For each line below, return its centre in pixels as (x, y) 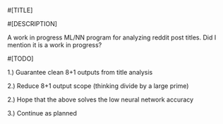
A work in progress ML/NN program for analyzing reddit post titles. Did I (112, 37)
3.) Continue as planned (42, 113)
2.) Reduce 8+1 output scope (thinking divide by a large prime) (98, 86)
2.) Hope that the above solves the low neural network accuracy (101, 99)
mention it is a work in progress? (55, 45)
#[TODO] (20, 58)
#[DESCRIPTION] (32, 24)
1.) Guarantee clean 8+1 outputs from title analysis (80, 72)
